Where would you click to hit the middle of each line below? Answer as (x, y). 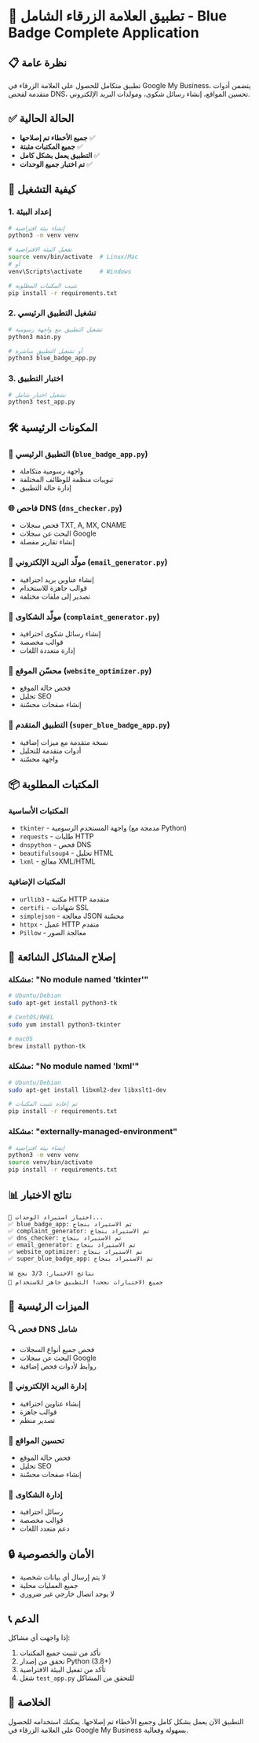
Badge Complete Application (104, 33)
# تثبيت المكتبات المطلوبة (43, 286)
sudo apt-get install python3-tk (63, 1003)
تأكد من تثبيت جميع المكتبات (60, 1653)
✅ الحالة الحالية (41, 118)
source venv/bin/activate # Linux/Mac (73, 257)
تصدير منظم (37, 1420)
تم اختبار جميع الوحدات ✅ (56, 164)
